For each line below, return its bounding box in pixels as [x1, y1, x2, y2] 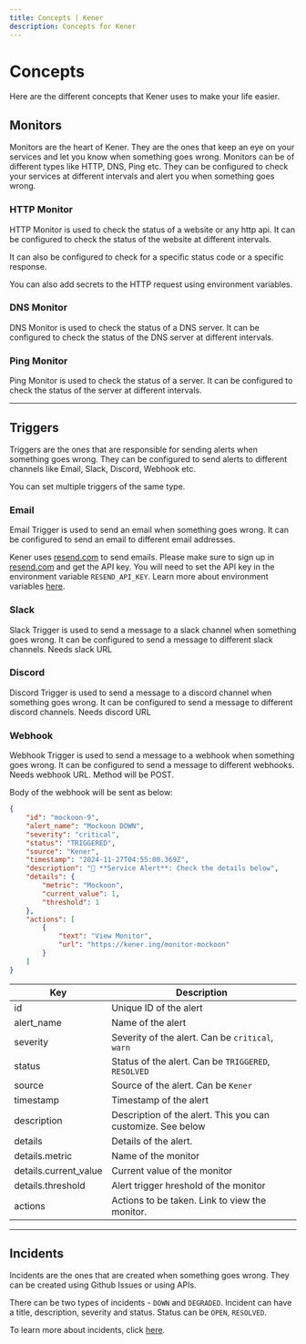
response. [9, 261, 47, 272]
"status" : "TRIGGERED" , [25, 838, 117, 847]
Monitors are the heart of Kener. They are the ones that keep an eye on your [9, 142, 295, 153]
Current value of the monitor [111, 1164, 233, 1176]
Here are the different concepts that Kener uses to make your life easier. [9, 91, 280, 102]
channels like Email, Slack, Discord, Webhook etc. [9, 463, 196, 474]
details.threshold [14, 1179, 86, 1192]
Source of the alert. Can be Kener [111, 1079, 253, 1092]
